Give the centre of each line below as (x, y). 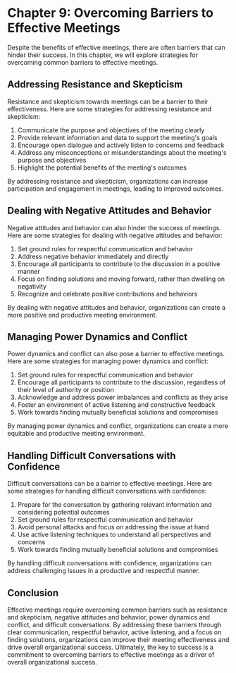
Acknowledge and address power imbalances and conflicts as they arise (123, 397)
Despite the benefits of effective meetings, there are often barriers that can (116, 47)
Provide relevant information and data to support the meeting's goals (117, 137)
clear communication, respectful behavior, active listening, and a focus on (114, 632)
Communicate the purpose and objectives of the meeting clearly (111, 130)
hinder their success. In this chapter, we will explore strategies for (103, 55)
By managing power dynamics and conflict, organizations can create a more (118, 426)
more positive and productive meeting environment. (82, 315)
